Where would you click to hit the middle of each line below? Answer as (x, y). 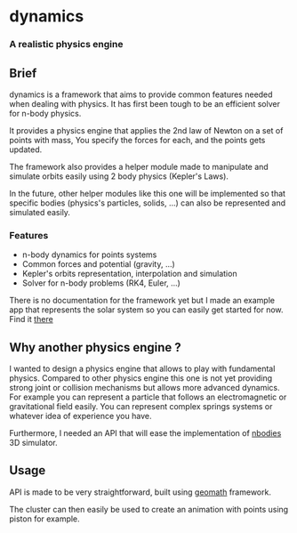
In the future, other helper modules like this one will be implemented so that (148, 193)
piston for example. (44, 519)
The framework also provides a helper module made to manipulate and (139, 166)
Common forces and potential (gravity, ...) (98, 264)
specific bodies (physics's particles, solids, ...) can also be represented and (148, 203)
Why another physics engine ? (96, 347)
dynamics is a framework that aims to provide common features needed (141, 94)
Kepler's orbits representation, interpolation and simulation (129, 274)
